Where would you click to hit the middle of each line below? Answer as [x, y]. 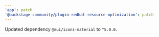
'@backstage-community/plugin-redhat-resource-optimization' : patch [79, 15]
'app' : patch [19, 10]
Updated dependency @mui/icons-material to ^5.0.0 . [61, 29]
